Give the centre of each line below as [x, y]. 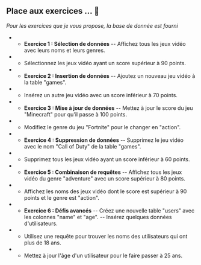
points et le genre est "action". [61, 197]
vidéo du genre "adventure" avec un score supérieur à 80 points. [104, 178]
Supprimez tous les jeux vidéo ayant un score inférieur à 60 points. [107, 159]
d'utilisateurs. [41, 223]
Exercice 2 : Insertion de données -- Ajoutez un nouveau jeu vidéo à [110, 75]
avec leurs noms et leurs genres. [64, 50]
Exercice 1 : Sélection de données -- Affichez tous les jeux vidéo [105, 43]
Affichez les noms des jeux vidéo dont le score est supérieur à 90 [105, 191]
